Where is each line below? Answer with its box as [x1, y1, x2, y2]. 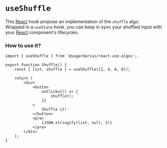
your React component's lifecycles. [5, 29, 79, 35]
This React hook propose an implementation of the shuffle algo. [5, 18, 140, 24]
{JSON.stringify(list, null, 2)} [41, 121, 113, 126]
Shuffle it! [41, 107, 67, 112]
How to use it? [5, 42, 42, 49]
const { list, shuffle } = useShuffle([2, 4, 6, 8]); [14, 67, 130, 72]
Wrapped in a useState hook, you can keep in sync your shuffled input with [5, 24, 162, 30]
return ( [14, 76, 33, 81]
